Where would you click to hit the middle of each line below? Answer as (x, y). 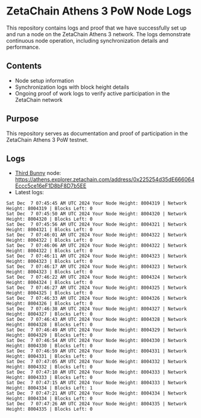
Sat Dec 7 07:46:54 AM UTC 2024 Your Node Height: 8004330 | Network (97, 341)
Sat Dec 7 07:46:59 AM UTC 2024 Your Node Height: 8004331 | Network (97, 351)
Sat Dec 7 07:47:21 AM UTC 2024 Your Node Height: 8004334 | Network (97, 393)
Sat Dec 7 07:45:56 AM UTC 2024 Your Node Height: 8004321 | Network (97, 224)
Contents (24, 66)
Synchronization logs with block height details (72, 87)
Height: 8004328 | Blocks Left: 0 (50, 325)
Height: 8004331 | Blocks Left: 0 (50, 356)
